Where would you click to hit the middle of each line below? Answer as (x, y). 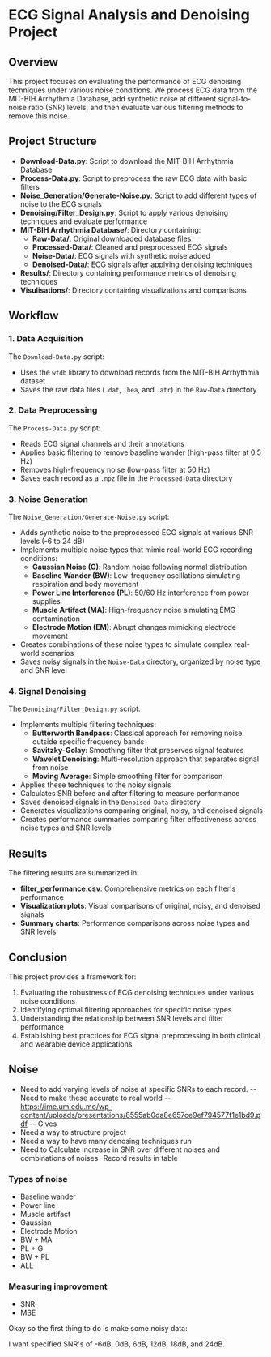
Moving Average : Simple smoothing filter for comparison (127, 777)
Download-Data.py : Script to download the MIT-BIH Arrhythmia (127, 161)
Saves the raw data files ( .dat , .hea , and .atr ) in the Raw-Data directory (138, 389)
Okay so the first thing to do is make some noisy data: (98, 1329)
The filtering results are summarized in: (74, 873)
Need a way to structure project (73, 1132)
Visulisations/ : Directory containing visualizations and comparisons (133, 290)
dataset (33, 381)
